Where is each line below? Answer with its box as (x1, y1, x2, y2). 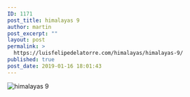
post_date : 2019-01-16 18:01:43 (7, 63, 102, 70)
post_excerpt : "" (7, 30, 58, 37)
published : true (7, 56, 55, 63)
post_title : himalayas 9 (7, 17, 80, 24)
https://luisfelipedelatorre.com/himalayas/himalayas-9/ (13, 50, 184, 57)
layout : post (7, 37, 46, 44)
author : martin (7, 23, 52, 30)
